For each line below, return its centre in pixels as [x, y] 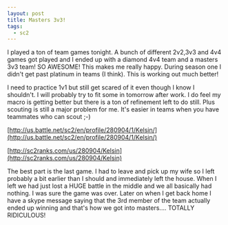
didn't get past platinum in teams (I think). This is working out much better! [113, 74]
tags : [15, 26]
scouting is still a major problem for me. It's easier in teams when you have [113, 109]
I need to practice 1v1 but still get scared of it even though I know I [101, 87]
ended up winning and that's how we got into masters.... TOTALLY [101, 208]
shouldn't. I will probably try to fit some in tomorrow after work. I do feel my [114, 95]
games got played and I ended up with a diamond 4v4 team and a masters [113, 60]
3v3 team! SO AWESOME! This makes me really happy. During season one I [114, 67]
